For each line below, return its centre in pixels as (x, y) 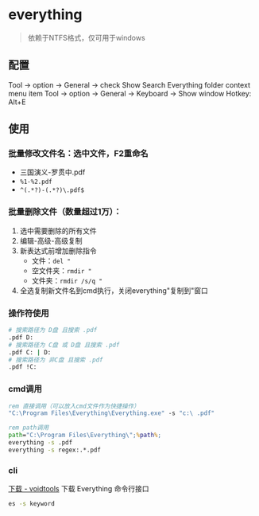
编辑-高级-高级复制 (51, 240)
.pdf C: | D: (30, 352)
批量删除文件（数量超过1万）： (65, 212)
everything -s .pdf (41, 443)
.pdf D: (21, 337)
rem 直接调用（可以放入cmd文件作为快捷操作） (74, 406)
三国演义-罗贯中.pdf (52, 172)
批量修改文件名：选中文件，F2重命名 (78, 154)
